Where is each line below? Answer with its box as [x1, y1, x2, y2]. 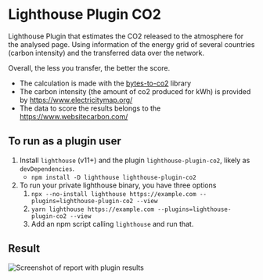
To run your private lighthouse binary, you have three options [19, 180, 217, 190]
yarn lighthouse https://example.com [31, 205, 155, 213]
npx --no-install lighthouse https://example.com [31, 190, 197, 198]
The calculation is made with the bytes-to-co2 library [19, 78, 192, 88]
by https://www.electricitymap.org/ [19, 95, 133, 104]
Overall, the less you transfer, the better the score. [8, 63, 171, 72]
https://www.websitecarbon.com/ [19, 111, 128, 121]
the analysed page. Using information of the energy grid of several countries [8, 39, 255, 49]
